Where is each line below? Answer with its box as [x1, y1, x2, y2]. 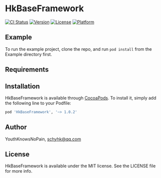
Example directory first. [5, 51, 52, 57]
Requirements [5, 65, 49, 74]
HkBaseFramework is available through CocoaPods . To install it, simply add [5, 95, 157, 100]
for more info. [5, 168, 33, 174]
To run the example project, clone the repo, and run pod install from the [5, 46, 152, 52]
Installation [5, 82, 40, 90]
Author [5, 123, 27, 132]
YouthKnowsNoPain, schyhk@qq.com [5, 136, 81, 142]
